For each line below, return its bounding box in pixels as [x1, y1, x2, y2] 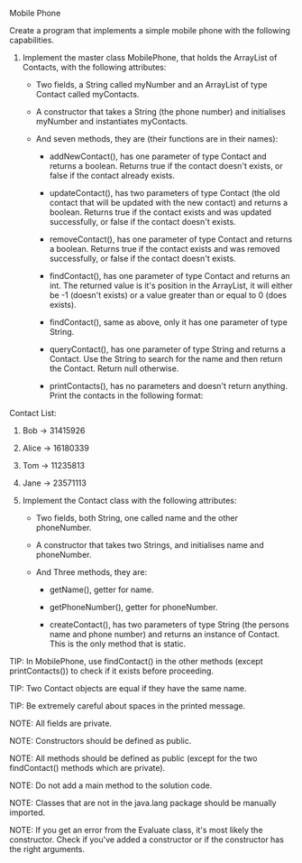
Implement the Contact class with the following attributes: [22, 496, 237, 506]
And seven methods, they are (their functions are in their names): [35, 134, 279, 144]
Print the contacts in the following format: [49, 390, 204, 401]
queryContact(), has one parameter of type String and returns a [49, 344, 286, 355]
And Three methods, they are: [35, 567, 147, 577]
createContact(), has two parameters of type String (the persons [49, 619, 290, 630]
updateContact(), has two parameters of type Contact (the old [49, 188, 280, 198]
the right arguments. [9, 844, 86, 854]
